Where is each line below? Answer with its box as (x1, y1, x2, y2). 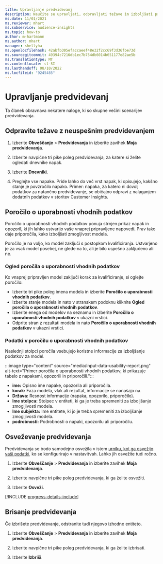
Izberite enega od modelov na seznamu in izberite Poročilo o (12, 309, 134, 315)
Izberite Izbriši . (12, 554, 43, 560)
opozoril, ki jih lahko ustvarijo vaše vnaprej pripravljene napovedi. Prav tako (5, 226, 156, 232)
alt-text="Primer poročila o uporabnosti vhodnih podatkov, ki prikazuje (5, 368, 146, 374)
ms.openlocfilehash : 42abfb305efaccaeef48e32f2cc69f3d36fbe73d (5, 48, 136, 53)
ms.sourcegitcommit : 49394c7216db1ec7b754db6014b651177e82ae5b (5, 52, 136, 57)
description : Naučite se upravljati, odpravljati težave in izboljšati (5, 12, 153, 17)
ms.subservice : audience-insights (5, 25, 75, 30)
